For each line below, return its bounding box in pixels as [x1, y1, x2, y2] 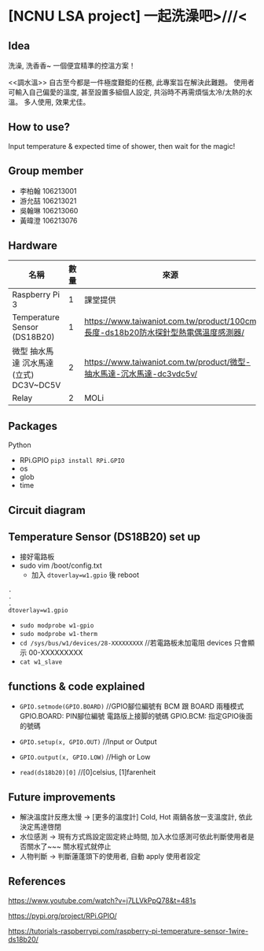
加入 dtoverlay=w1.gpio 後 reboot [31, 570, 140, 579]
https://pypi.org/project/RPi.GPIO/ [8, 911, 118, 920]
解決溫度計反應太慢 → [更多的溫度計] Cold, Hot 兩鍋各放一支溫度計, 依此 [19, 812, 253, 822]
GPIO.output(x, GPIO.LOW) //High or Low [19, 753, 151, 762]
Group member [8, 165, 84, 178]
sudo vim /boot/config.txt [19, 561, 102, 571]
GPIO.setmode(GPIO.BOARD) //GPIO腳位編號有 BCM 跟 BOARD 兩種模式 [19, 701, 244, 711]
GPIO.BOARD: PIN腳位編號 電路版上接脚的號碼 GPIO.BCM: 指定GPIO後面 [19, 712, 253, 721]
